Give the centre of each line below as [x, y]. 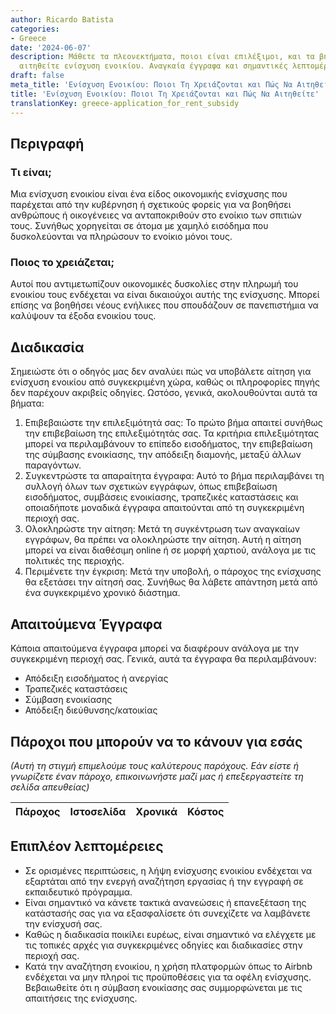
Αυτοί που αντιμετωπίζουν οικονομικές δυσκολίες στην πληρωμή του [154, 284]
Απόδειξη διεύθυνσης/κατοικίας [91, 710]
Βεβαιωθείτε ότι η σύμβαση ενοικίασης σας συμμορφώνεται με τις [163, 987]
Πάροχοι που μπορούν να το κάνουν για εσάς [156, 741]
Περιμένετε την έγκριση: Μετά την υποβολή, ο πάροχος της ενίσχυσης [173, 572]
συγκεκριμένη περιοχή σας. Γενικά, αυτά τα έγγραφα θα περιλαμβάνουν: [163, 659]
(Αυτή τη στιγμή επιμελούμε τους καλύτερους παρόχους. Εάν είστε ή [154, 765]
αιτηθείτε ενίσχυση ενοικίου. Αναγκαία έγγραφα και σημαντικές [153, 66]
